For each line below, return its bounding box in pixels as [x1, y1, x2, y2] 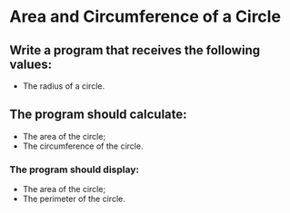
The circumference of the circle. [22, 140, 144, 151]
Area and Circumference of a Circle [9, 6, 282, 27]
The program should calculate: [9, 107, 188, 122]
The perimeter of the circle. [22, 193, 125, 205]
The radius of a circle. [22, 81, 105, 92]
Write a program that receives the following [9, 43, 261, 58]
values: [9, 56, 53, 72]
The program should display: [9, 163, 139, 176]
